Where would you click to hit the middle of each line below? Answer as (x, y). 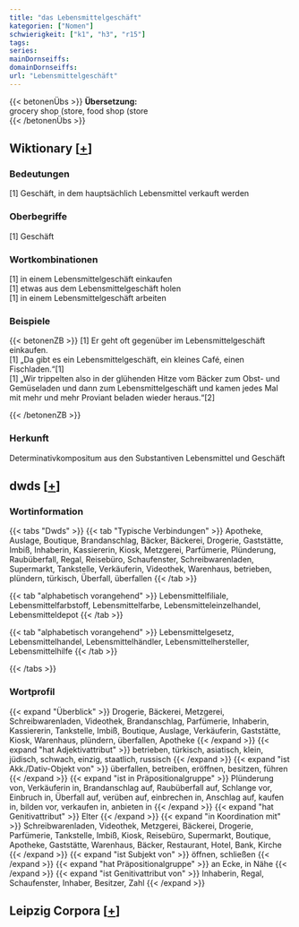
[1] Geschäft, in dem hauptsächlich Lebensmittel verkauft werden (129, 193)
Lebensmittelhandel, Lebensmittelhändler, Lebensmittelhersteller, (129, 642)
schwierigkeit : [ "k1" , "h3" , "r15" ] (77, 34)
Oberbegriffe (38, 217)
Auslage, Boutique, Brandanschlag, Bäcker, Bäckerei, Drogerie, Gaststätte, (146, 541)
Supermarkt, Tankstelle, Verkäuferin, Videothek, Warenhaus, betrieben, (141, 569)
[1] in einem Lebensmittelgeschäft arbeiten (88, 298)
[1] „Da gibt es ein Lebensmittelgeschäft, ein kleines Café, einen (127, 360)
